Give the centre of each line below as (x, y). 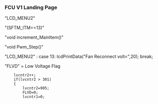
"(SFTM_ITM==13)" (25, 28)
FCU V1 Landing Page (31, 7)
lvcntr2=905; (36, 88)
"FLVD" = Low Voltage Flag (33, 66)
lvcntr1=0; (34, 97)
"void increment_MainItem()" (34, 37)
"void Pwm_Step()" (24, 47)
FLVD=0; (30, 93)
